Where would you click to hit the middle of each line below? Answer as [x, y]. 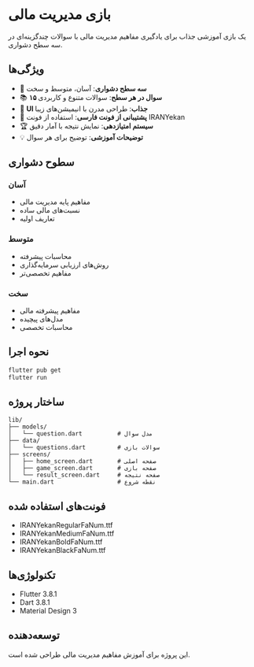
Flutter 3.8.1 [38, 594]
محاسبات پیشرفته [46, 256]
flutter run [28, 377]
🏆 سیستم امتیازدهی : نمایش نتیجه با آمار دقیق [86, 126]
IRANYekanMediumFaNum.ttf [67, 534]
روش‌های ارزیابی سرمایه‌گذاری [64, 265]
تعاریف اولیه [37, 219]
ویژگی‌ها [26, 70]
